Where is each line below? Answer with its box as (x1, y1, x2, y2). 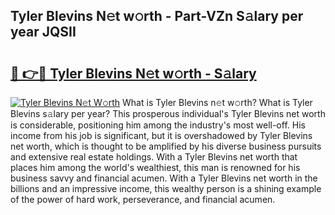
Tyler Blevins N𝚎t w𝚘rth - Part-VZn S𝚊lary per (10, 8, 304, 25)
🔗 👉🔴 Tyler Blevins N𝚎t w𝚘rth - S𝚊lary (10, 65, 257, 82)
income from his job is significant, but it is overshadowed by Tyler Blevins (10, 130, 313, 141)
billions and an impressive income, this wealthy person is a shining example (10, 183, 322, 194)
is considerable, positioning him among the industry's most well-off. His (10, 119, 306, 131)
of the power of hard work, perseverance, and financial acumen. (10, 194, 276, 205)
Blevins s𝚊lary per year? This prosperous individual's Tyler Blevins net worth (10, 108, 326, 119)
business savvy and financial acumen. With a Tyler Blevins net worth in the (10, 172, 318, 184)
